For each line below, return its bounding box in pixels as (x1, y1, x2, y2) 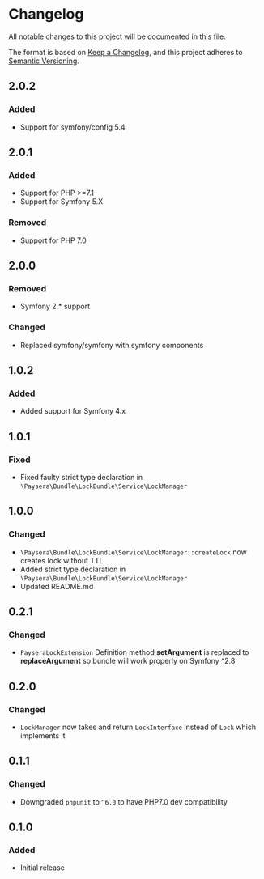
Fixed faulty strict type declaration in (19, 472, 143, 482)
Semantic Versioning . (8, 56, 79, 66)
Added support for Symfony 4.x (19, 406, 126, 416)
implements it (19, 731, 66, 741)
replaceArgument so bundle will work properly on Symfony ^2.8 (19, 656, 236, 666)
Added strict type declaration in (19, 564, 126, 574)
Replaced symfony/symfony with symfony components (19, 340, 204, 350)
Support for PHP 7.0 (19, 236, 87, 245)
